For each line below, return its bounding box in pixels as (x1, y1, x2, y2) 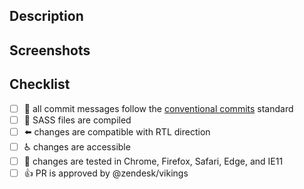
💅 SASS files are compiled (23, 114, 132, 126)
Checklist (9, 76, 71, 93)
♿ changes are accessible (23, 140, 131, 153)
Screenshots (9, 42, 91, 59)
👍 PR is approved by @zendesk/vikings (23, 167, 189, 179)
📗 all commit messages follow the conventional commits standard (23, 102, 294, 114)
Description (9, 8, 84, 25)
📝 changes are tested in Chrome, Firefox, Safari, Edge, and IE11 (23, 155, 284, 167)
